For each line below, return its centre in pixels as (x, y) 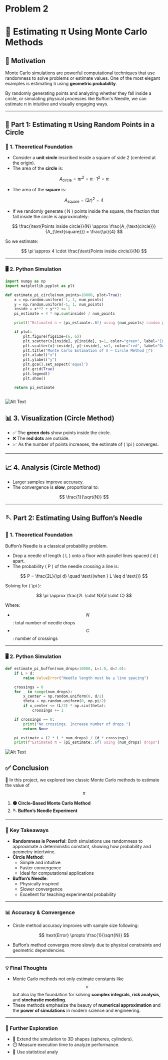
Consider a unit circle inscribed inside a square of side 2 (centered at (84, 157)
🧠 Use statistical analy (35, 1052)
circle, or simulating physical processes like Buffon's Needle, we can (76, 99)
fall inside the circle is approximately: (50, 216)
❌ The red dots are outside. (41, 438)
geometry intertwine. (34, 852)
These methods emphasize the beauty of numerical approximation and (86, 1005)
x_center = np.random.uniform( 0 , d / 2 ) (63, 696)
